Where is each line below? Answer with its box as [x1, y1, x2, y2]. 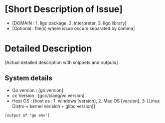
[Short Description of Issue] [5, 3, 123, 15]
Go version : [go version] [12, 87, 64, 93]
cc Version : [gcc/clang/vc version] [12, 92, 85, 98]
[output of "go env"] [5, 112, 50, 118]
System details [5, 74, 53, 82]
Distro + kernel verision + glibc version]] [12, 103, 96, 109]
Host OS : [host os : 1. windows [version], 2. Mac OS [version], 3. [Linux [12, 97, 160, 103]
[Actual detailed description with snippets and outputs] [5, 59, 118, 65]
